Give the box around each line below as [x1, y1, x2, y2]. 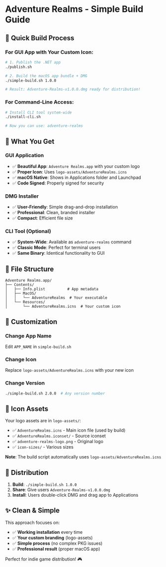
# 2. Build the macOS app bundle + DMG [5, 73, 88, 78]
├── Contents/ [5, 283, 35, 287]
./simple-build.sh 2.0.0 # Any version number [5, 391, 106, 396]
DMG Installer [5, 192, 39, 199]
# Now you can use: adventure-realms [5, 123, 83, 128]
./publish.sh [5, 64, 32, 69]
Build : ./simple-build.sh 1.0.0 [12, 482, 77, 488]
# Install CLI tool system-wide [5, 110, 72, 115]
